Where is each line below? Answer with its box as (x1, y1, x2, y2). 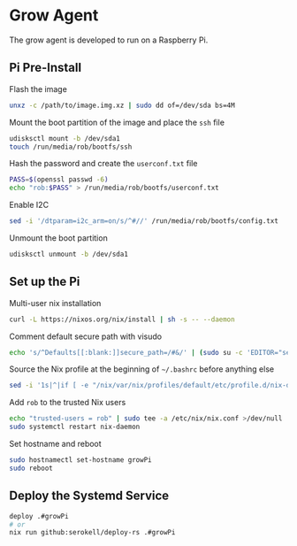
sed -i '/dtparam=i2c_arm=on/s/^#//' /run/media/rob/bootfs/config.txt (9, 217, 278, 226)
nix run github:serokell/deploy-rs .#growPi (9, 528, 176, 537)
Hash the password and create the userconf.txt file (9, 158, 198, 169)
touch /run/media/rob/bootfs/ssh (9, 142, 133, 151)
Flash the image (9, 83, 68, 94)
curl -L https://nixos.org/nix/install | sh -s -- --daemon (9, 315, 236, 324)
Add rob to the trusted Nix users (9, 397, 126, 408)
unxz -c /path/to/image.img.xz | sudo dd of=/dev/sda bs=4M (9, 101, 236, 110)
